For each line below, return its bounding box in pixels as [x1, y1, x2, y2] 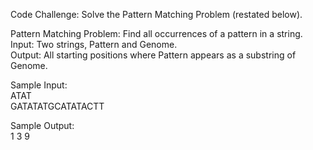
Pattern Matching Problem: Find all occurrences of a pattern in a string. [10, 28, 303, 39]
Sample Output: [10, 120, 75, 131]
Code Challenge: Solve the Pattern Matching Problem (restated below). [10, 9, 303, 20]
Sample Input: [10, 79, 68, 91]
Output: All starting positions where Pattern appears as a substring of [10, 49, 297, 61]
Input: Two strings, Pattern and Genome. [10, 39, 178, 50]
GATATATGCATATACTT [10, 100, 105, 112]
